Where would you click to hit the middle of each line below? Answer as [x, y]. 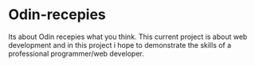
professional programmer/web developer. [76, 53]
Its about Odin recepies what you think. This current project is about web [128, 37]
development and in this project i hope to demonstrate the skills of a [120, 45]
